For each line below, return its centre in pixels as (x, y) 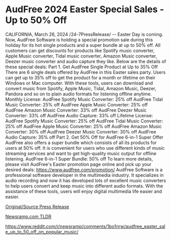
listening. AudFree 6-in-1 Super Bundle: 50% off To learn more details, (79, 158)
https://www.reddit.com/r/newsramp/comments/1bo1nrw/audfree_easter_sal (86, 226)
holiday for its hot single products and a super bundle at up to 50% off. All (83, 45)
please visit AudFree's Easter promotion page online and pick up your (78, 164)
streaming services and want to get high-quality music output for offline (81, 153)
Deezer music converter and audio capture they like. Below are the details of (86, 61)
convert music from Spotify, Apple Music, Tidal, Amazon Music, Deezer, (81, 88)
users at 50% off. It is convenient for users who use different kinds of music (85, 148)
